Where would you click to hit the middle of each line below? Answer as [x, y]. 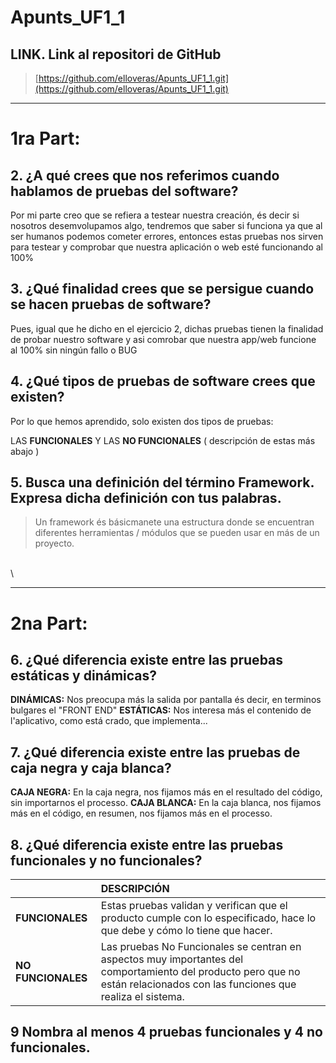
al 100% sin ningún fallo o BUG [74, 350]
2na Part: [49, 623]
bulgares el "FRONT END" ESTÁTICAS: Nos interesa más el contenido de [161, 710]
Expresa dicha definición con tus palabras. [146, 498]
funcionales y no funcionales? [106, 860]
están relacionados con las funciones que [198, 984]
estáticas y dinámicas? [84, 676]
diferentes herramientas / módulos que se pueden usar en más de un [177, 533]
